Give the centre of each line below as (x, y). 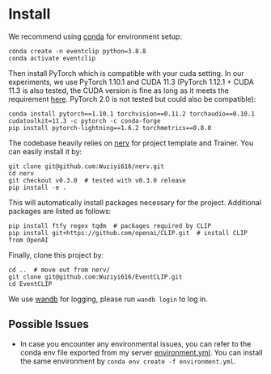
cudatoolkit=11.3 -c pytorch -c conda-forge (85, 121)
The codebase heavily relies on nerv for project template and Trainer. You (131, 143)
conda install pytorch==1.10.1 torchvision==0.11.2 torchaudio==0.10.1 (131, 114)
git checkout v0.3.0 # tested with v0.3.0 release (97, 180)
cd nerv (21, 173)
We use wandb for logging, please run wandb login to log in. (108, 299)
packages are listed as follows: (60, 211)
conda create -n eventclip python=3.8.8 (78, 51)
